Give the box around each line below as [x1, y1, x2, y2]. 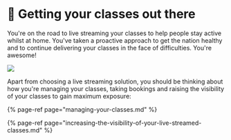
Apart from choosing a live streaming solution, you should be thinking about [7, 77, 223, 86]
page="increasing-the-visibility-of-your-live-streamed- [44, 119, 202, 127]
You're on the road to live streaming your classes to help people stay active [7, 29, 222, 37]
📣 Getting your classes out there [7, 6, 196, 22]
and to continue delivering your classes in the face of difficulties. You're [7, 43, 212, 52]
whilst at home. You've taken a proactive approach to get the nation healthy [7, 36, 223, 44]
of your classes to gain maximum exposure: [7, 92, 131, 100]
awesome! [7, 51, 37, 59]
